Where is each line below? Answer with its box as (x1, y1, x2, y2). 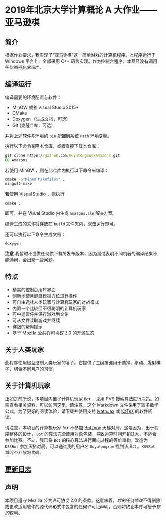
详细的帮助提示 (12, 323, 43, 329)
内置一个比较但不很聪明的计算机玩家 (12, 305, 86, 311)
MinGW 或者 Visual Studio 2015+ (12, 104, 79, 110)
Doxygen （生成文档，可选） (12, 116, 71, 122)
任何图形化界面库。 (5, 65, 44, 70)
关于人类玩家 (5, 346, 44, 354)
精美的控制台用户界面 (12, 286, 56, 292)
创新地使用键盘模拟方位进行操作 (12, 293, 77, 299)
